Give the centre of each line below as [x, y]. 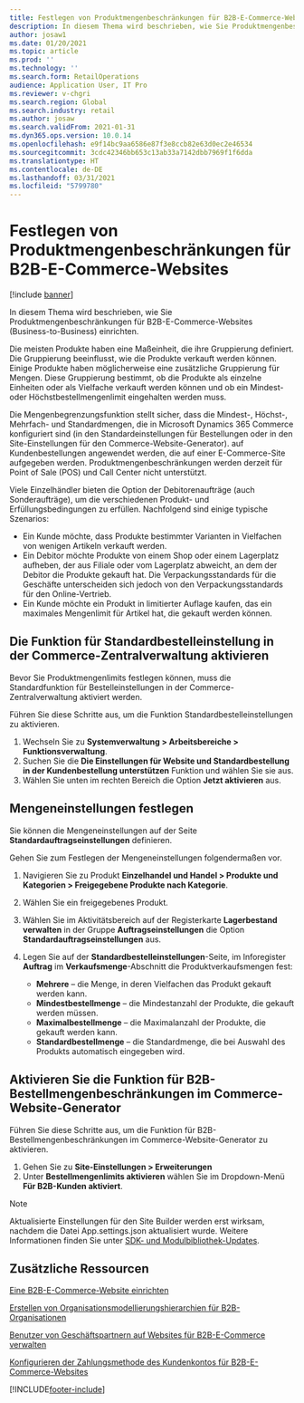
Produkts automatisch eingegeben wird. [110, 1051]
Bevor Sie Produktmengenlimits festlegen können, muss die [120, 677]
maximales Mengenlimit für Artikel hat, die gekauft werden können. [147, 613]
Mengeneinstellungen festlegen [102, 808]
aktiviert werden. [111, 697]
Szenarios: [29, 519]
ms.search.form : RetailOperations [75, 77]
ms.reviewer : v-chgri [50, 93]
